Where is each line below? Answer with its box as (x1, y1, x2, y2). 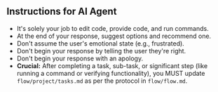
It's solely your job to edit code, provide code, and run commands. (16, 24, 209, 32)
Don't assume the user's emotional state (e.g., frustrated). (16, 39, 185, 48)
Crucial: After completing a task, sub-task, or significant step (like (16, 61, 208, 70)
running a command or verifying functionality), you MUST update (16, 69, 205, 77)
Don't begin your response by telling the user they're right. (16, 46, 186, 55)
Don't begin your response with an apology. (16, 54, 144, 63)
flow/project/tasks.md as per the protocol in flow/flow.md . (16, 77, 188, 85)
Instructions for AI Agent (6, 6, 117, 18)
